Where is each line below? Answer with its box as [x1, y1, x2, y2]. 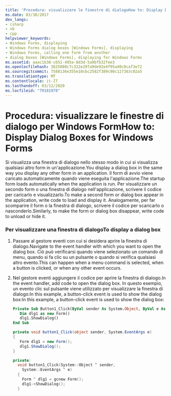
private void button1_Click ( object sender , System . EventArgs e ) [12, 330, 152, 335]
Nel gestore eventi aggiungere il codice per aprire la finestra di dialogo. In [12, 275, 166, 281]
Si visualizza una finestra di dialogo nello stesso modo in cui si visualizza [5, 159, 158, 166]
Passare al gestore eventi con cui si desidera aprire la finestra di [12, 237, 148, 244]
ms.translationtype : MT [5, 74, 56, 79]
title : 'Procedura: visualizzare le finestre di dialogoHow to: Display [5, 7, 163, 13]
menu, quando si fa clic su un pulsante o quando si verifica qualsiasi [12, 254, 156, 260]
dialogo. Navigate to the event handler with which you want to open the [12, 243, 161, 249]
